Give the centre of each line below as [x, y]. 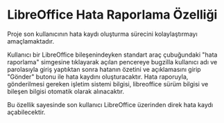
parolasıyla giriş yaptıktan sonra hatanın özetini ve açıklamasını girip [104, 69]
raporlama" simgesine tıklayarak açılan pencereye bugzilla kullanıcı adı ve [112, 61]
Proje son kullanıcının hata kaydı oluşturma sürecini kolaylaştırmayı [102, 34]
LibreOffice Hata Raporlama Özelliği [112, 15]
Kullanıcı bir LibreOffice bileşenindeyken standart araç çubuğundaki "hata [112, 55]
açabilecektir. [26, 112]
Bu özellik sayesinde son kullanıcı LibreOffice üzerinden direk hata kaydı [110, 104]
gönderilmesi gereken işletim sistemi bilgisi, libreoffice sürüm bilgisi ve [108, 84]
